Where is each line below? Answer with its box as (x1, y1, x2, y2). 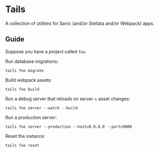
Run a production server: (5, 114, 57, 120)
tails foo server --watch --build (5, 105, 78, 110)
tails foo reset (5, 143, 39, 148)
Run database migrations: (5, 58, 59, 64)
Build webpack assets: (5, 77, 52, 83)
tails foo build (5, 87, 39, 92)
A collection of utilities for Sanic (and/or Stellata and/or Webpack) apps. (5, 20, 155, 26)
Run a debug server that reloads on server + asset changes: (5, 95, 130, 102)
